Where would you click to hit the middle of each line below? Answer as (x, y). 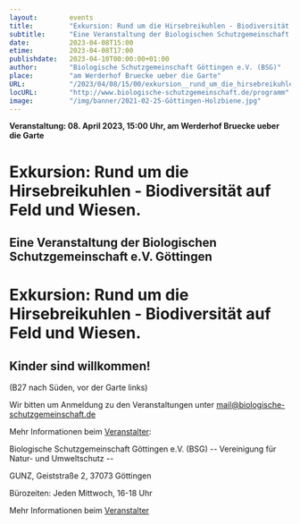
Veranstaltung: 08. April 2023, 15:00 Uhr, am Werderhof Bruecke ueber (144, 126)
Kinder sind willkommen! (80, 366)
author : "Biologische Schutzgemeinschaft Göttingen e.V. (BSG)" (145, 68)
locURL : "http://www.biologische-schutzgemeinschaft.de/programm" (150, 92)
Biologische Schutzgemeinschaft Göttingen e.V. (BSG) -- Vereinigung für (143, 449)
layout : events (51, 17)
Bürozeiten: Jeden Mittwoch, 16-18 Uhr (81, 493)
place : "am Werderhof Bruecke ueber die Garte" (115, 76)
